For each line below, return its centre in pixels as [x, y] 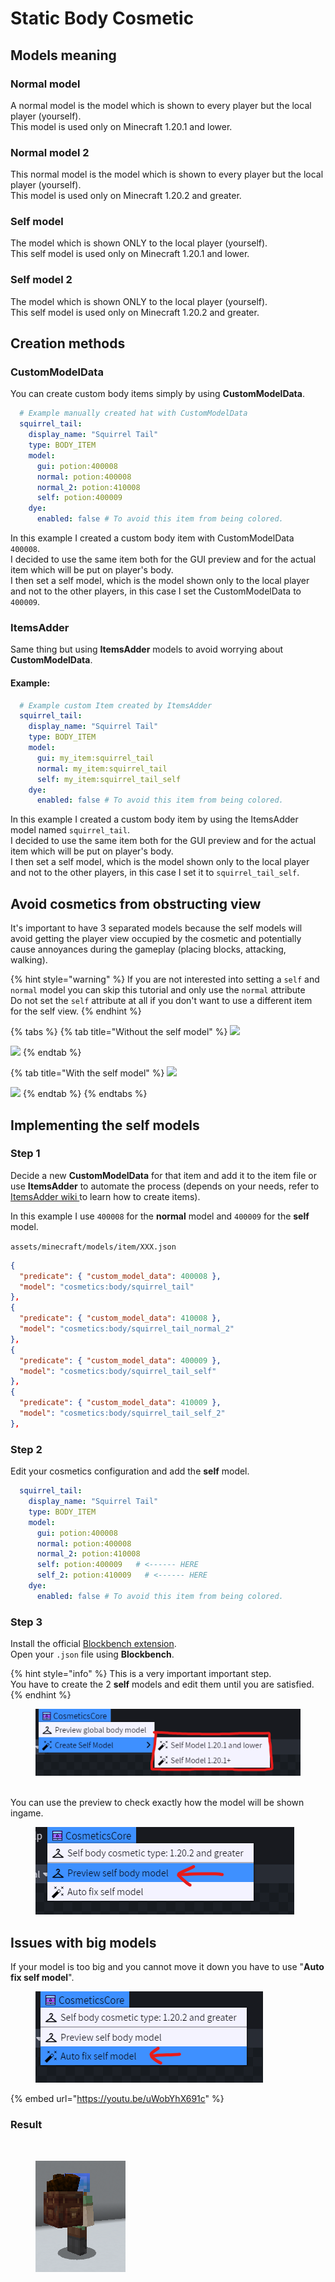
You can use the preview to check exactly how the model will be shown [157, 1803]
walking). [29, 960]
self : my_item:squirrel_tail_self [109, 779]
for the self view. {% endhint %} [76, 1011]
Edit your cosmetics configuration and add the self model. [130, 1471]
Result [26, 2125]
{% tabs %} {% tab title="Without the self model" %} [119, 1032]
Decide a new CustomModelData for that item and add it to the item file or [164, 1175]
